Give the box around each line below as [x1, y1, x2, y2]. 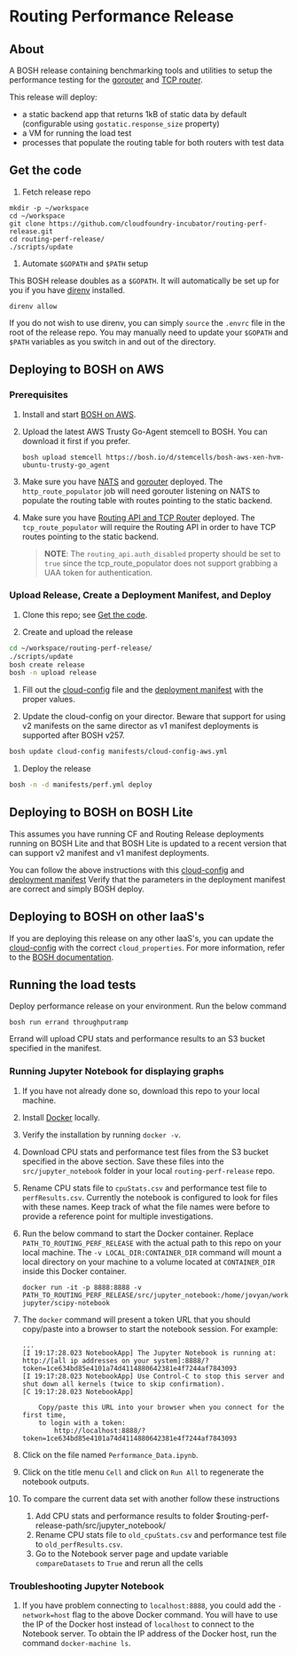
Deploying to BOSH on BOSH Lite [9, 805, 193, 820]
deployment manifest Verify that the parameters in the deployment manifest [9, 874, 286, 884]
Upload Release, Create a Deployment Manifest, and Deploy [9, 589, 272, 601]
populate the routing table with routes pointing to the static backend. [21, 495, 273, 505]
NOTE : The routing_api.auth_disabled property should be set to [43, 548, 281, 558]
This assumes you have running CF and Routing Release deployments [9, 828, 264, 839]
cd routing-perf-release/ [9, 234, 105, 243]
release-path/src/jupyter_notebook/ [35, 1520, 167, 1531]
